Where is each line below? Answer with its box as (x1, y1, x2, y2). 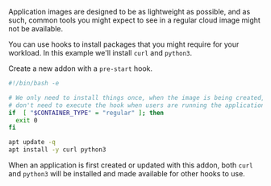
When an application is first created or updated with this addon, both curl (8, 160, 253, 170)
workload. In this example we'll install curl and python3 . (8, 48, 193, 57)
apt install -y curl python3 (8, 146, 106, 154)
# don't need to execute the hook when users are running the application (8, 101, 265, 110)
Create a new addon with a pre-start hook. (8, 64, 153, 73)
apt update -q (8, 138, 56, 147)
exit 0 (15, 116, 38, 124)
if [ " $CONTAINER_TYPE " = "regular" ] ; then (8, 109, 165, 117)
